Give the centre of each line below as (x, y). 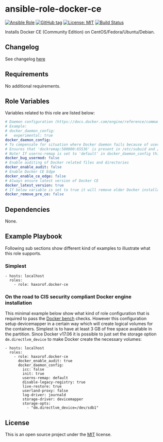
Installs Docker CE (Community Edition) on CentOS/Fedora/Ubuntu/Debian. (80, 32)
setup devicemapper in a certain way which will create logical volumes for (79, 324)
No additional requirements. (33, 86)
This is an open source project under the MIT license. (58, 435)
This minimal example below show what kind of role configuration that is (77, 313)
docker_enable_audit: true (45, 361)
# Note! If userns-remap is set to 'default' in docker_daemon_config (78, 154)
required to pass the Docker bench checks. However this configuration (76, 319)
